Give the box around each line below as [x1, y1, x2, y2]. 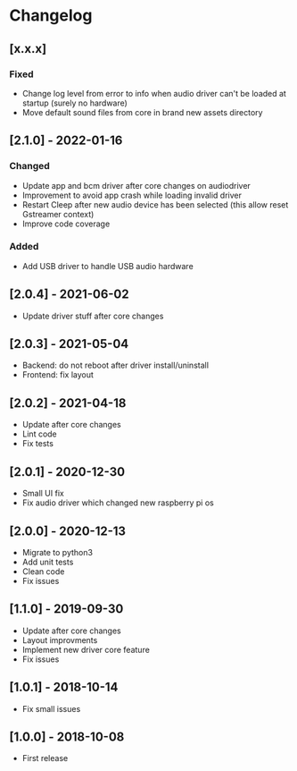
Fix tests [21, 438, 54, 449]
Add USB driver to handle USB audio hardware [21, 260, 194, 271]
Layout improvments [21, 634, 98, 645]
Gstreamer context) [21, 208, 95, 219]
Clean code [21, 565, 65, 577]
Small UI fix [21, 488, 64, 499]
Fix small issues [21, 703, 81, 714]
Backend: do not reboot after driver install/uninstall [21, 360, 210, 371]
